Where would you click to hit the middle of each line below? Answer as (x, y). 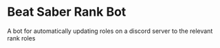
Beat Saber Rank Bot (67, 12)
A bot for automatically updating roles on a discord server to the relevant (110, 31)
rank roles (21, 38)
